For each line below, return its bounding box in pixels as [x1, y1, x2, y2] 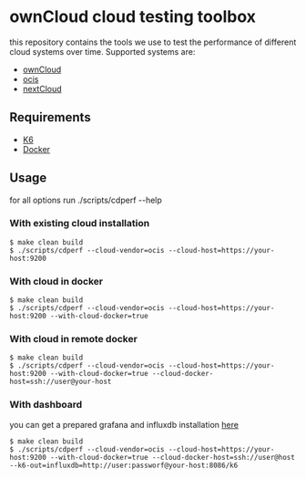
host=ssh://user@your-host [9, 377, 112, 387]
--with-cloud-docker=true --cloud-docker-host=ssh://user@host [49, 453, 296, 462]
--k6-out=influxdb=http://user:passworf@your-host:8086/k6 [9, 461, 239, 470]
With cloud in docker [9, 275, 103, 287]
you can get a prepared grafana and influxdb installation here [9, 419, 240, 430]
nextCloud [22, 83, 62, 94]
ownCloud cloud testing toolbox [9, 6, 257, 27]
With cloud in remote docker [9, 333, 138, 346]
